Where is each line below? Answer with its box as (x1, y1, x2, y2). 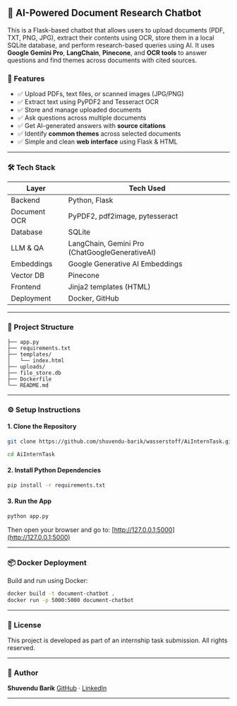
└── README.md (7, 381, 49, 389)
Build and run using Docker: (7, 577, 88, 585)
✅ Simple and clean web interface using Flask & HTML (17, 137, 178, 146)
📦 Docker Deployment (7, 557, 87, 567)
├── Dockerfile (7, 376, 52, 383)
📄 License (7, 620, 42, 630)
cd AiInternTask (7, 451, 55, 458)
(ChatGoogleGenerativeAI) (68, 248, 157, 257)
